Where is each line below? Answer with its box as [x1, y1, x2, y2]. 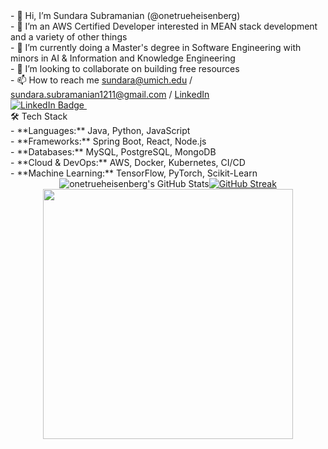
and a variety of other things [10, 31, 128, 43]
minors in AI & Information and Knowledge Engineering [10, 52, 236, 64]
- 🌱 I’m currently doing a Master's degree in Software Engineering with [10, 42, 302, 53]
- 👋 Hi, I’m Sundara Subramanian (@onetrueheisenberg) [10, 10, 241, 21]
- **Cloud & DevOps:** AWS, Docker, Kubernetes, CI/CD [10, 157, 246, 168]
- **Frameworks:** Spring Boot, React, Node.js [10, 135, 207, 147]
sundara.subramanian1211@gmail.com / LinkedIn [10, 89, 210, 100]
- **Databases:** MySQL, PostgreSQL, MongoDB [10, 146, 217, 158]
